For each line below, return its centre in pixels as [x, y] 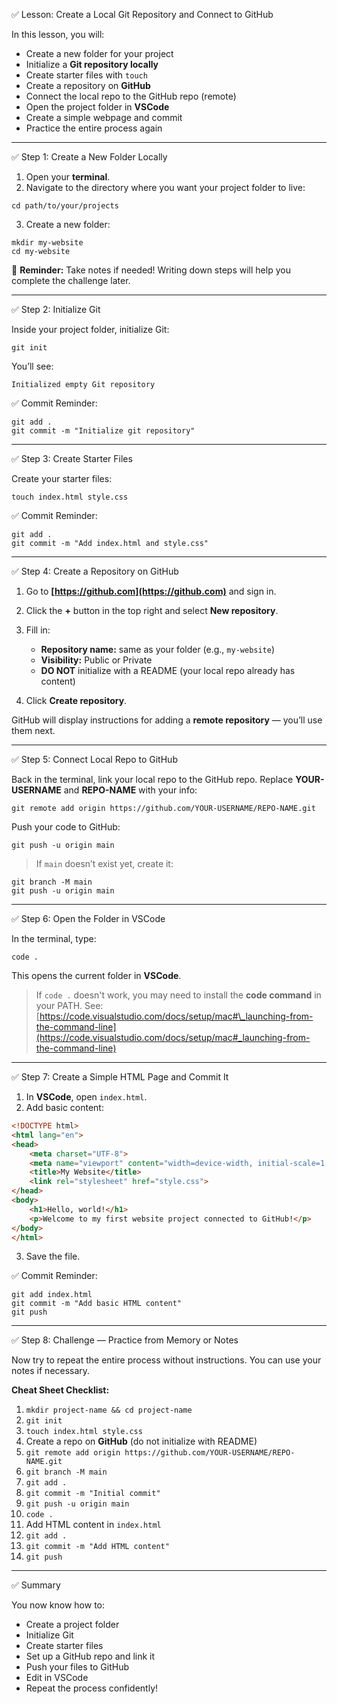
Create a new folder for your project [99, 53]
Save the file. [53, 1256]
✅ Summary [36, 1585]
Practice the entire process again [94, 128]
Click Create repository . [76, 700]
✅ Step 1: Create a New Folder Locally [89, 157]
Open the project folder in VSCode [97, 107]
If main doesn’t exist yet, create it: [104, 863]
